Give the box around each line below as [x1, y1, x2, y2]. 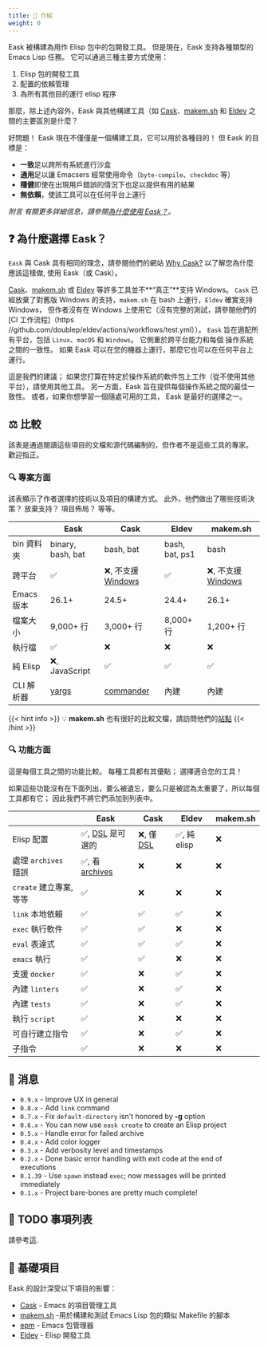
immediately [19, 1179, 61, 1188]
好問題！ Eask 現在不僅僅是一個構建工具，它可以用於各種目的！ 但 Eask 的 [8, 132, 253, 142]
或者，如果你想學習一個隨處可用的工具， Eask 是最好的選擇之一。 [30, 392, 247, 401]
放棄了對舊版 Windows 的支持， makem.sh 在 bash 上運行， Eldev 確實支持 [14, 295, 253, 305]
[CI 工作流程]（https [8, 315, 74, 325]
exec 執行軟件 [12, 923, 64, 934]
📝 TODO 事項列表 [8, 1212, 93, 1226]
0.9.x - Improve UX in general [19, 1094, 119, 1104]
